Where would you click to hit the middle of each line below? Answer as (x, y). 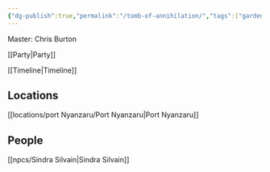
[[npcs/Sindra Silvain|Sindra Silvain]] (69, 160)
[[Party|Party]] (32, 54)
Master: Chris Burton (42, 39)
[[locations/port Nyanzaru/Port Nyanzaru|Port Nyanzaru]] (103, 115)
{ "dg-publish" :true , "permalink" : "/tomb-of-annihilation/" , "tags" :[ (123, 16)
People (25, 140)
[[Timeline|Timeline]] (42, 70)
